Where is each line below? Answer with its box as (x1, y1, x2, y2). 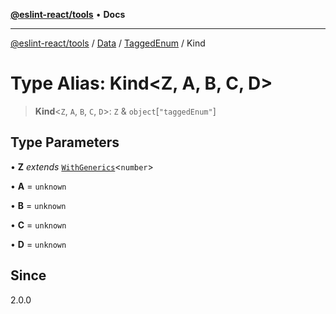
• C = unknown (10, 219, 67, 231)
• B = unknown (10, 199, 67, 211)
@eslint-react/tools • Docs (10, 9, 126, 20)
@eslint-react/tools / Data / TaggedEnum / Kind (10, 37, 206, 49)
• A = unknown (10, 180, 67, 192)
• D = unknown (10, 238, 67, 250)
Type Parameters (10, 134, 120, 151)
